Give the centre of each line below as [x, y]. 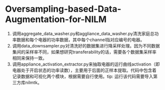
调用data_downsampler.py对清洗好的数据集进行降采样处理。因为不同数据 [86, 45]
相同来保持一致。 [29, 58]
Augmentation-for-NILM [56, 19]
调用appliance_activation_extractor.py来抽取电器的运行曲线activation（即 [86, 64]
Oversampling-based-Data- [63, 9]
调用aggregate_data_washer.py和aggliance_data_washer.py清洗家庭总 [83, 33]
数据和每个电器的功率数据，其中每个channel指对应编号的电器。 [81, 40]
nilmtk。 [34, 82]
